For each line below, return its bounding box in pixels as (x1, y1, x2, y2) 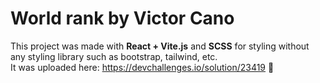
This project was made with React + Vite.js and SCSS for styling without (10, 40, 310, 52)
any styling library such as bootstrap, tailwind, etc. (10, 50, 218, 62)
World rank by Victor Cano (10, 7, 235, 30)
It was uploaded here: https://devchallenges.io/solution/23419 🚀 (10, 61, 275, 73)
